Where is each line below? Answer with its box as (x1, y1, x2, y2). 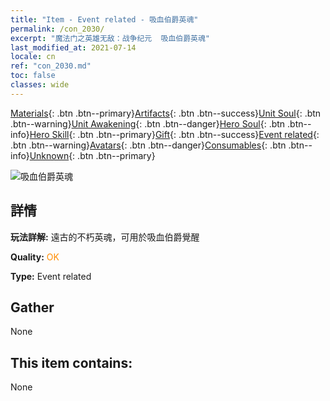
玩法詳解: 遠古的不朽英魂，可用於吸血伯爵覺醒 (10, 231, 200, 243)
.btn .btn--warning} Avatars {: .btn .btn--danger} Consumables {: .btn (10, 139, 287, 151)
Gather (10, 299, 55, 316)
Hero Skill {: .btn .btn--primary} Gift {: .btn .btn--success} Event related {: (29, 128, 320, 140)
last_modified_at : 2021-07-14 (10, 42, 137, 53)
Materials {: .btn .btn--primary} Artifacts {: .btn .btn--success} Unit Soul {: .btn (10, 107, 322, 119)
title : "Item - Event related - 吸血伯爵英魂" (10, 14, 199, 25)
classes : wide (10, 80, 70, 90)
